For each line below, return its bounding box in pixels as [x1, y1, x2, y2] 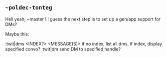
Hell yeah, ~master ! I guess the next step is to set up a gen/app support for [5, 16, 161, 22]
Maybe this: [5, 31, 29, 37]
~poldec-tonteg [5, 4, 52, 11]
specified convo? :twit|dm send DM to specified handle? [5, 46, 121, 52]
